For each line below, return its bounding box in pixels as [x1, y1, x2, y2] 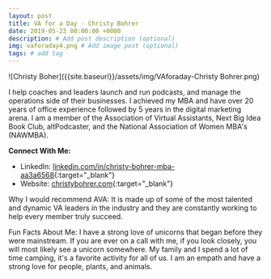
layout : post [8, 11, 53, 20]
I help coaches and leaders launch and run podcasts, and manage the [8, 87, 241, 97]
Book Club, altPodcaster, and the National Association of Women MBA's [8, 122, 248, 131]
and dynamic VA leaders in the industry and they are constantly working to [8, 203, 257, 213]
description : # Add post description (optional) [8, 34, 176, 43]
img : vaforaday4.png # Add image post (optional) [8, 42, 180, 50]
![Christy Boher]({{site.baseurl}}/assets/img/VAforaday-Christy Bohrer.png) [8, 72, 260, 81]
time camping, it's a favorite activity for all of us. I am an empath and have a [8, 253, 261, 263]
